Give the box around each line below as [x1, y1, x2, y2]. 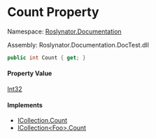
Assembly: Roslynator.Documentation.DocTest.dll [7, 40, 149, 49]
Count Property [7, 4, 99, 20]
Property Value [7, 69, 52, 77]
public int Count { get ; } [7, 54, 86, 61]
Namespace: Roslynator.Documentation [7, 27, 122, 36]
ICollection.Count [17, 116, 68, 125]
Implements [7, 100, 43, 109]
